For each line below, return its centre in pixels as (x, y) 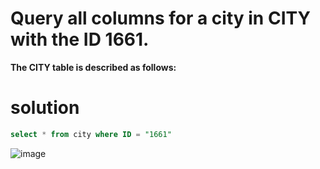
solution (45, 108)
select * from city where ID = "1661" (91, 134)
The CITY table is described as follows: (93, 67)
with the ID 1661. (80, 39)
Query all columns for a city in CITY (160, 18)
